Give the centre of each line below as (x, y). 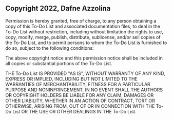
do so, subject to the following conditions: (50, 48)
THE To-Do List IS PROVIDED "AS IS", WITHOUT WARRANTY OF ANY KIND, (85, 73)
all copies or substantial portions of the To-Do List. (59, 63)
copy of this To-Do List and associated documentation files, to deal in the (83, 26)
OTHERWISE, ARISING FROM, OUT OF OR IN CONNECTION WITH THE (80, 106)
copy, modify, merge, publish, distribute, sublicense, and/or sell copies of (83, 37)
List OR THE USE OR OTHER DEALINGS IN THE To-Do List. (74, 111)
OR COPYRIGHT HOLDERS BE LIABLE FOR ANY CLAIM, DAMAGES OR (80, 95)
